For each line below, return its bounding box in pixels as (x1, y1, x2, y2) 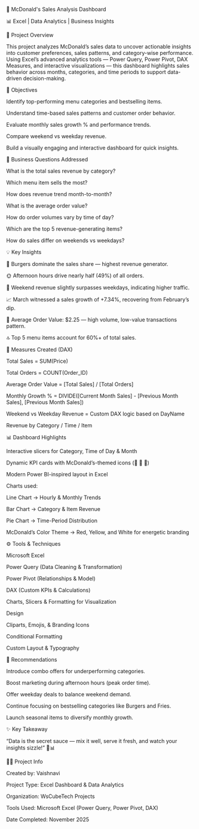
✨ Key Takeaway (6, 726, 48, 732)
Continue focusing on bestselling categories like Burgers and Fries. (6, 702, 172, 709)
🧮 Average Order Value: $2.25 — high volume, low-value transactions (6, 316, 177, 323)
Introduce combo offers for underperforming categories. (6, 668, 145, 675)
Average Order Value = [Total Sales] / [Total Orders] (6, 381, 134, 388)
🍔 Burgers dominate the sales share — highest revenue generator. (6, 261, 169, 267)
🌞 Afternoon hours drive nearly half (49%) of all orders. (6, 272, 145, 279)
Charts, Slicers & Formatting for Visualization (6, 598, 117, 605)
